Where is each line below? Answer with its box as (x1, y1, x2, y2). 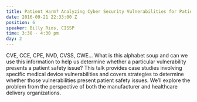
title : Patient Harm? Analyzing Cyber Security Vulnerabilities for (6, 8, 177, 15)
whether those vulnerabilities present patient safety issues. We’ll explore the (6, 77, 191, 84)
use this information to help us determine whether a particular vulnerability (6, 58, 186, 65)
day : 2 (6, 36, 22, 42)
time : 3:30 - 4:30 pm (6, 30, 59, 36)
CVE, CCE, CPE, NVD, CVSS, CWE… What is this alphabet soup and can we (6, 52, 188, 59)
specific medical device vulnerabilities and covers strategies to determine (6, 71, 184, 77)
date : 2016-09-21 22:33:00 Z (6, 14, 77, 20)
